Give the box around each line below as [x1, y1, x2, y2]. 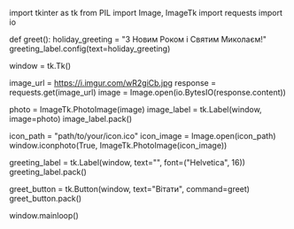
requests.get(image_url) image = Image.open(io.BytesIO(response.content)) [9, 88, 286, 97]
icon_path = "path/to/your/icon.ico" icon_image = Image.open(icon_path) [9, 131, 276, 141]
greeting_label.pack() [9, 167, 87, 177]
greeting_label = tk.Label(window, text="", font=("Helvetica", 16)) [9, 157, 246, 167]
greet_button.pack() [9, 194, 82, 203]
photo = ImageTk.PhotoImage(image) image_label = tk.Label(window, [9, 104, 263, 114]
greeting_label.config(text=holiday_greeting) [9, 43, 171, 54]
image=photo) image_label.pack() [9, 114, 133, 124]
